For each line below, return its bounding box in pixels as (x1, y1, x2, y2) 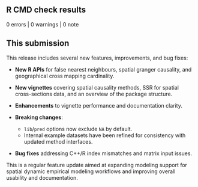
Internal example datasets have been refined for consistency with (23, 132, 186, 139)
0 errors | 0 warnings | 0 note (6, 20, 79, 28)
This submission (6, 38, 70, 49)
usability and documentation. (6, 174, 78, 181)
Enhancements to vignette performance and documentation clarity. (14, 102, 183, 109)
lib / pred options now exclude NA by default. (23, 125, 133, 132)
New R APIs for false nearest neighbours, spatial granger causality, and (14, 66, 192, 73)
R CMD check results (6, 5, 86, 15)
